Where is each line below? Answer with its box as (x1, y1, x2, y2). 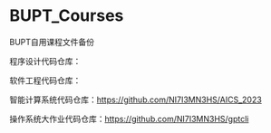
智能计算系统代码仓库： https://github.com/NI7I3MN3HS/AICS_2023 (9, 94, 263, 105)
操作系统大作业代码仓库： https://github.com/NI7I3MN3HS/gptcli (9, 113, 249, 124)
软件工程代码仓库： (9, 74, 82, 86)
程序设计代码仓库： (9, 55, 82, 66)
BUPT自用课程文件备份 (9, 36, 95, 47)
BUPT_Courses (9, 5, 124, 26)
